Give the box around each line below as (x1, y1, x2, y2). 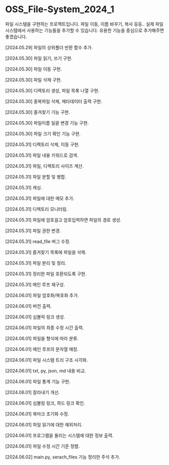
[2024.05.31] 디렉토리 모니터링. (5, 206, 68, 212)
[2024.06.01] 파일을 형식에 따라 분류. (5, 335, 79, 341)
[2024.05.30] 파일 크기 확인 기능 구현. (5, 130, 81, 136)
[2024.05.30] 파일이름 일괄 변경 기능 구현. (5, 120, 89, 126)
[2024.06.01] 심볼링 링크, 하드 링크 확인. (5, 400, 85, 406)
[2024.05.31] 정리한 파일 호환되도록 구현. (5, 270, 87, 277)
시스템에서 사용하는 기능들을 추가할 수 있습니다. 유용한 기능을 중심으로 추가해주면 (5, 27, 164, 33)
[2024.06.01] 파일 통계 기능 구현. (5, 378, 71, 384)
